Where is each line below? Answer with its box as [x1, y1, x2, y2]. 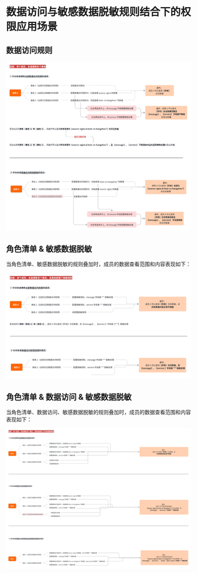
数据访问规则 [6, 45, 53, 55]
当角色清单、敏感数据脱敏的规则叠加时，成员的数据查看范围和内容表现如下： [6, 260, 191, 267]
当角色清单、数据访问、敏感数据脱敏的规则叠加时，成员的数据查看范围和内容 [6, 409, 191, 416]
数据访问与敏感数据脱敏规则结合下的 [6, 5, 181, 19]
